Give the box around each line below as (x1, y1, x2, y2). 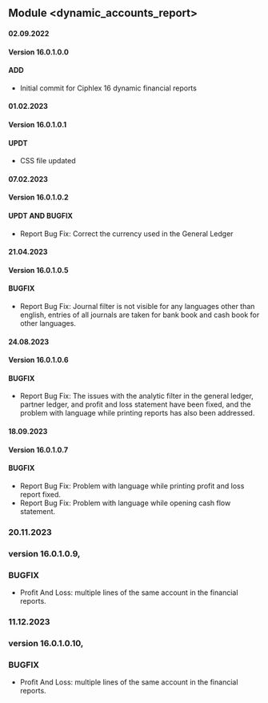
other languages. (19, 318, 76, 327)
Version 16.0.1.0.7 (8, 444, 69, 455)
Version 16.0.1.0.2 (8, 192, 70, 203)
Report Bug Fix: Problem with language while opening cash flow (19, 498, 231, 508)
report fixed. (19, 489, 62, 499)
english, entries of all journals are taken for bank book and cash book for (19, 310, 260, 319)
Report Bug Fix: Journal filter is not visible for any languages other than (19, 301, 255, 311)
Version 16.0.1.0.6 (8, 356, 69, 365)
